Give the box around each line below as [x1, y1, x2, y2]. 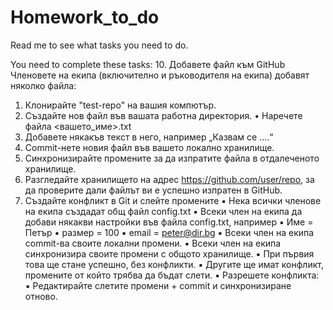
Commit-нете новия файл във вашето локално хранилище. [24, 141, 275, 153]
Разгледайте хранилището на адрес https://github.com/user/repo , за [24, 173, 315, 185]
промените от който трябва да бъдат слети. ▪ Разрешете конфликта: [24, 269, 320, 281]
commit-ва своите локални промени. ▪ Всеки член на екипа [24, 237, 282, 249]
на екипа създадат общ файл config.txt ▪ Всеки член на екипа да [24, 205, 303, 217]
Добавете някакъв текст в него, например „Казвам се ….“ [24, 131, 274, 143]
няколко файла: [10, 79, 77, 91]
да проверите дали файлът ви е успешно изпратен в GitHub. [24, 184, 283, 196]
